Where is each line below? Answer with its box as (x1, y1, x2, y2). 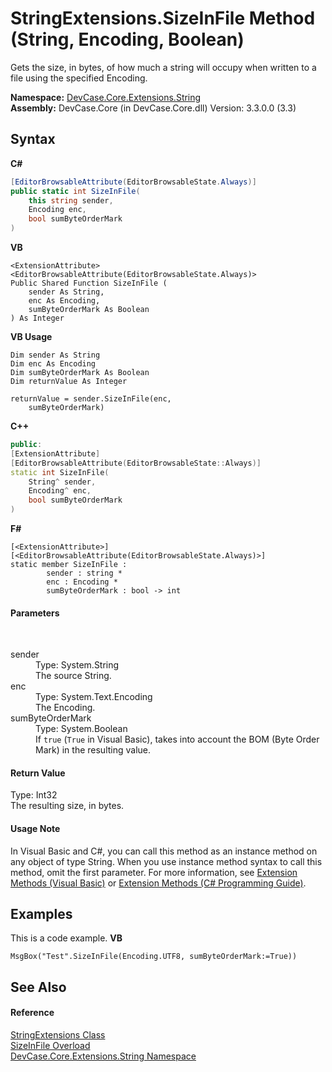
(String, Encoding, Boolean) (10, 28, 245, 51)
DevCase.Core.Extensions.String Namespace (10, 1050, 197, 1062)
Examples (10, 906, 73, 922)
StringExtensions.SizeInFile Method (10, 7, 316, 30)
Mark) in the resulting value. (35, 744, 152, 756)
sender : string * (46, 568, 123, 578)
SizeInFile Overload (10, 1040, 91, 1052)
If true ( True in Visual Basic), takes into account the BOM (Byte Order (35, 733, 320, 746)
